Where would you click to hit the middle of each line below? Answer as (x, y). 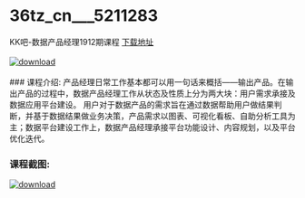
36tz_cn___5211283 (84, 16)
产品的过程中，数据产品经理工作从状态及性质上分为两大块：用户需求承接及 (156, 93)
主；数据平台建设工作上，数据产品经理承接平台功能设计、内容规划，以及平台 (152, 127)
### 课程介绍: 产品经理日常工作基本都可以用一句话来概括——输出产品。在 (148, 81)
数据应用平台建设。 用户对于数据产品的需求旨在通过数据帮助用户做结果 (142, 104)
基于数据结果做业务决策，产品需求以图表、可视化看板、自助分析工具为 (164, 116)
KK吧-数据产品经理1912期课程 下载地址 (82, 42)
